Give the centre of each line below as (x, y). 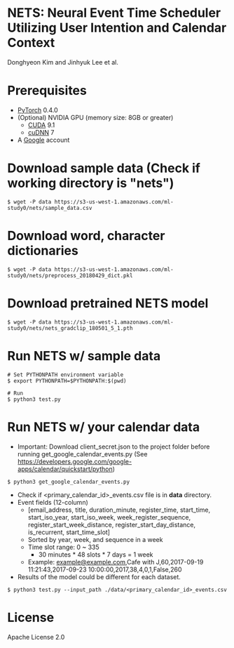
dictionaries (43, 251)
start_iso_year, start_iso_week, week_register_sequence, (109, 517)
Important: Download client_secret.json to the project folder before (113, 447)
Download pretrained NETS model (108, 303)
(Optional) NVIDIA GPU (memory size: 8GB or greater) (95, 117)
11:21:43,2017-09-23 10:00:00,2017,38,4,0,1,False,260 (105, 569)
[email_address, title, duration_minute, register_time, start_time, (119, 510)
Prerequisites (47, 91)
